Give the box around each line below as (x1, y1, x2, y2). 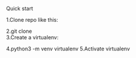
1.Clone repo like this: (6, 16, 58, 23)
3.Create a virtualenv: (6, 34, 59, 40)
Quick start (6, 5, 33, 12)
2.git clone (6, 28, 33, 35)
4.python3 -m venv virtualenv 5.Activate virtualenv (6, 45, 130, 52)
